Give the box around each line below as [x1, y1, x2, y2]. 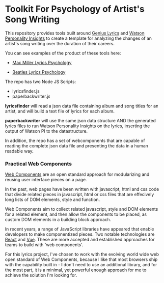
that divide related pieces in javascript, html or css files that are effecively [5, 192, 154, 198]
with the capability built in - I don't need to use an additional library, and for [5, 262, 157, 268]
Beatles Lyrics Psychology [12, 69, 66, 75]
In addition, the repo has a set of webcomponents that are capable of [5, 138, 145, 143]
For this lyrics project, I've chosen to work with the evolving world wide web [5, 252, 159, 257]
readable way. [5, 148, 34, 154]
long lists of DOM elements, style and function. [5, 197, 100, 202]
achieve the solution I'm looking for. [5, 272, 77, 278]
